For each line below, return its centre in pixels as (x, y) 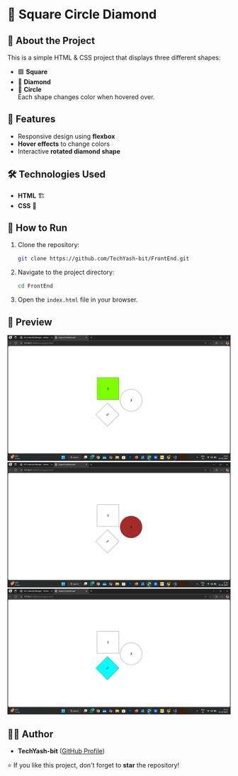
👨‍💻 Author (30, 734)
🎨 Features (32, 119)
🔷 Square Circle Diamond (82, 15)
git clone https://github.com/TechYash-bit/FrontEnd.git (103, 259)
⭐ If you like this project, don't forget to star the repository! (93, 765)
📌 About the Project (51, 41)
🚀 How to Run (38, 228)
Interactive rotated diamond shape (69, 151)
